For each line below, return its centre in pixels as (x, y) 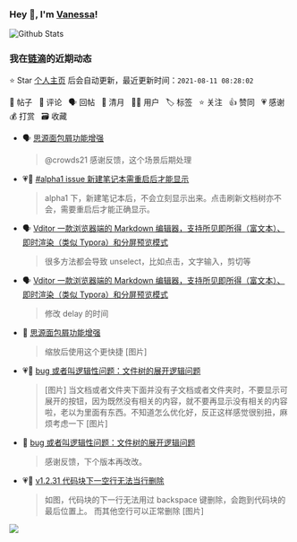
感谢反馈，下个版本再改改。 (96, 461)
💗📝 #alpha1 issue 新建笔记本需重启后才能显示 (106, 179)
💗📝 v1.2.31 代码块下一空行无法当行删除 (93, 480)
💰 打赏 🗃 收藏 (38, 116)
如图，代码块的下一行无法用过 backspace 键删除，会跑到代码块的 (165, 499)
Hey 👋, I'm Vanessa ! (54, 14)
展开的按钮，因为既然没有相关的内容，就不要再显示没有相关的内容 (166, 401)
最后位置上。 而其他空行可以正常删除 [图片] (124, 511)
